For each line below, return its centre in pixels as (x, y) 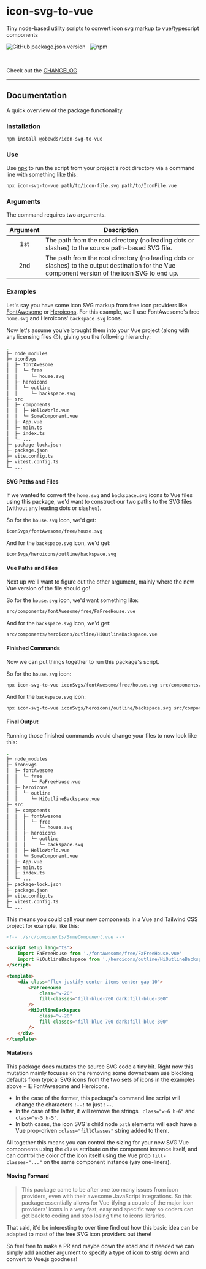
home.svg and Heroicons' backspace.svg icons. (64, 318)
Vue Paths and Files (32, 568)
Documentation (37, 95)
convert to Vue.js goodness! (42, 1259)
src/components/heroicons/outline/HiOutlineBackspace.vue (82, 634)
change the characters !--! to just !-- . (64, 1104)
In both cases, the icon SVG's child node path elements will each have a (106, 1124)
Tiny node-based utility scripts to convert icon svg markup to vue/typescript (103, 28)
